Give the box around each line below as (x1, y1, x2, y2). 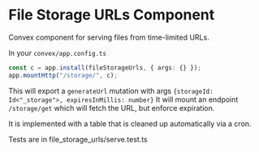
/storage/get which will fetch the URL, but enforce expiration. (8, 103, 215, 112)
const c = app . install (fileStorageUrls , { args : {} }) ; (8, 63, 201, 72)
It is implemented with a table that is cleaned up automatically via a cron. (8, 119, 252, 129)
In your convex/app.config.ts (8, 48, 107, 57)
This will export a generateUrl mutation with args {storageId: (8, 86, 214, 95)
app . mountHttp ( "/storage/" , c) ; (8, 71, 118, 79)
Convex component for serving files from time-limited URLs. (8, 32, 209, 42)
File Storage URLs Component (8, 6, 215, 24)
